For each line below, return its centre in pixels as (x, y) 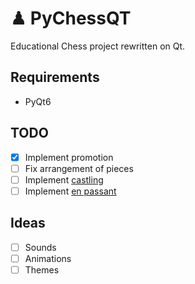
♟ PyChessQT (71, 18)
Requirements (55, 77)
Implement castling (64, 179)
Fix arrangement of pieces (79, 168)
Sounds (40, 247)
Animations (48, 258)
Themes (42, 269)
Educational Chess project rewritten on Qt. (98, 46)
